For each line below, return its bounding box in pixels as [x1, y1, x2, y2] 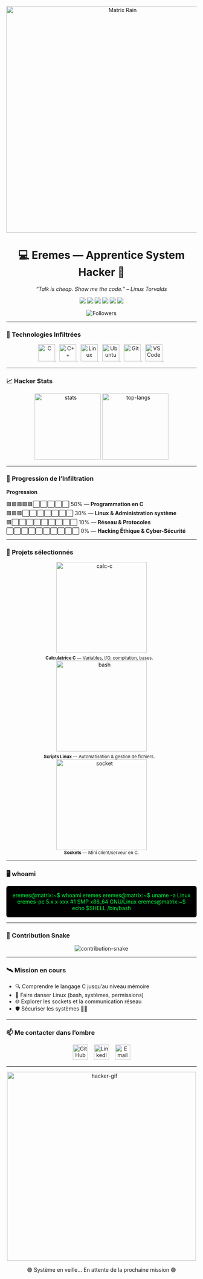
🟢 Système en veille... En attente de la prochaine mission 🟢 [27, 1266, 176, 1273]
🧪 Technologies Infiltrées [6, 330, 82, 339]
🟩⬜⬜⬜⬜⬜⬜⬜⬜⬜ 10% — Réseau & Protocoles [6, 518, 151, 526]
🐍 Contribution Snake [6, 931, 71, 940]
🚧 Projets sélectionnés [6, 548, 74, 556]
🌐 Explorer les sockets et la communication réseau [14, 998, 142, 1005]
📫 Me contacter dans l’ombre [6, 1028, 95, 1037]
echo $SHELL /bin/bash [72, 905, 131, 912]
